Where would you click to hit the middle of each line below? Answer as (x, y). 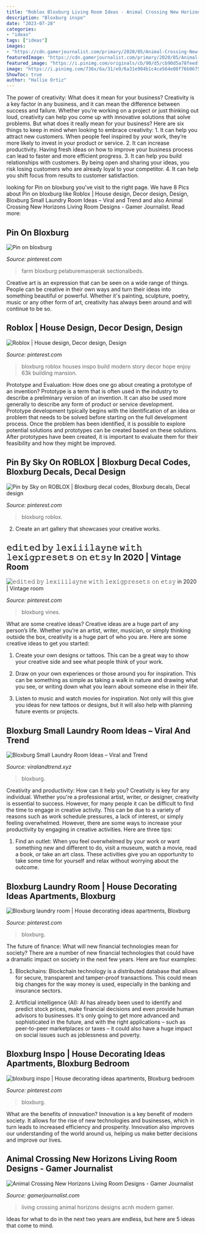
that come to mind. (30, 1225)
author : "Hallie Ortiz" (37, 80)
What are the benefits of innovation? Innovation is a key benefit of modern (100, 1114)
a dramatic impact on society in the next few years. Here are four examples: (102, 959)
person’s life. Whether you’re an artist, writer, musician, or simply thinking (99, 631)
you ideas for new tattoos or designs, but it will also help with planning (103, 705)
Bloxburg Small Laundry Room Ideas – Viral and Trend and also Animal (95, 200)
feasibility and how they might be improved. (61, 443)
